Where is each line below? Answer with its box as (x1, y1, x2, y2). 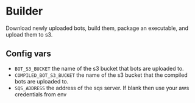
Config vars (5, 49, 51, 59)
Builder (5, 4, 43, 18)
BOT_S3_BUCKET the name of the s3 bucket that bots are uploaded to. (14, 65, 184, 72)
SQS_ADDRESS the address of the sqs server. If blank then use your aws (14, 84, 190, 91)
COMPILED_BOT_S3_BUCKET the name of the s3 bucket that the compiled (14, 71, 188, 79)
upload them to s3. (5, 30, 53, 38)
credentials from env (14, 90, 67, 98)
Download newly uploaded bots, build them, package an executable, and (5, 24, 189, 32)
